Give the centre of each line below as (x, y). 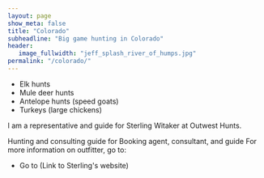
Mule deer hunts (47, 92)
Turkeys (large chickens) (61, 109)
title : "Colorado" (38, 31)
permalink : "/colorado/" (49, 61)
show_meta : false (37, 23)
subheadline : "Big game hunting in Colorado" (85, 38)
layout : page (30, 16)
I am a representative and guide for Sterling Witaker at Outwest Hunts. (125, 125)
